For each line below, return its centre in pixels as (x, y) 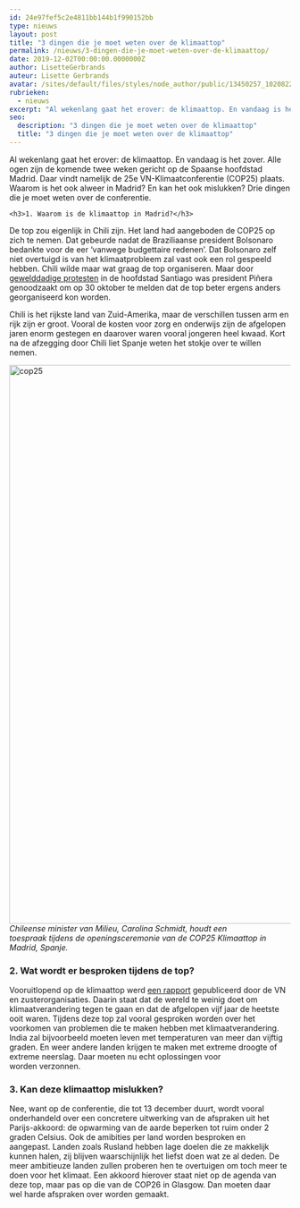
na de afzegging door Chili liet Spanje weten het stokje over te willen (135, 343)
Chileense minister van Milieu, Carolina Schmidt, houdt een (118, 928)
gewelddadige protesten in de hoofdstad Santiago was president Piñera (141, 277)
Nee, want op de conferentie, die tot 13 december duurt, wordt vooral (137, 1109)
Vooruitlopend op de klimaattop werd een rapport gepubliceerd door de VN (147, 991)
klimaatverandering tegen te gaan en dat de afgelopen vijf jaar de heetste (144, 1009)
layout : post (33, 34)
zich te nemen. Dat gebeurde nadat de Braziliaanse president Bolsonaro (142, 240)
